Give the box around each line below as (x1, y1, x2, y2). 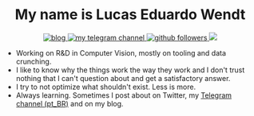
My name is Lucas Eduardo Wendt (14, 6, 246, 24)
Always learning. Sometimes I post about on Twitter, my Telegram (15, 90, 232, 100)
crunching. (15, 56, 52, 66)
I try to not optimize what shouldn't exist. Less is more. (15, 82, 196, 91)
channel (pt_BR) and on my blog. (15, 99, 124, 108)
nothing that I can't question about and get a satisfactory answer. (15, 73, 231, 83)
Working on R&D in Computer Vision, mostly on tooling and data (15, 48, 226, 57)
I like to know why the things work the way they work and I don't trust (15, 65, 245, 75)
